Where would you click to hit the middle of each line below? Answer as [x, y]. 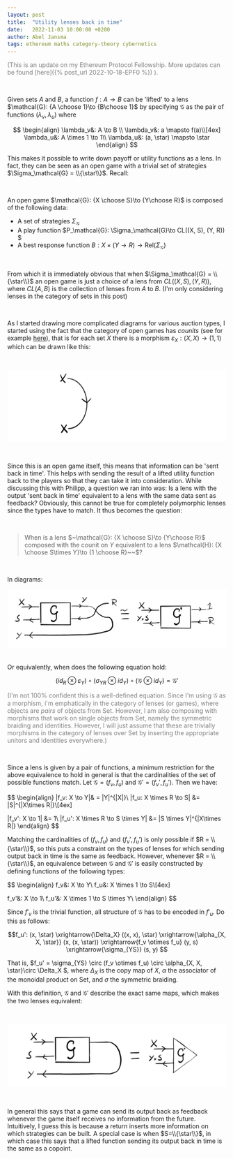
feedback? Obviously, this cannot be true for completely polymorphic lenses [116, 503]
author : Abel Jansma [37, 37]
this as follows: [29, 921]
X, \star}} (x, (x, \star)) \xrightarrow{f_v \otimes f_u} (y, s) [117, 942]
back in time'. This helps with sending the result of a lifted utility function [111, 473]
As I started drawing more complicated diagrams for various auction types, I [116, 323]
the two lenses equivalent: [45, 1001]
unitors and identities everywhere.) [57, 741]
